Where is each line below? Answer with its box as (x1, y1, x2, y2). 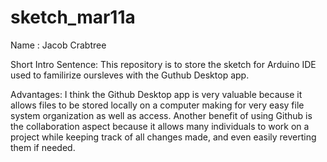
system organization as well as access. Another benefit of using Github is (10, 109, 313, 121)
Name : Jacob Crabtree (10, 39, 107, 51)
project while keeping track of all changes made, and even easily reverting (10, 131, 317, 143)
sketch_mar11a (10, 6, 136, 29)
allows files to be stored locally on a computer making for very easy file (10, 99, 305, 111)
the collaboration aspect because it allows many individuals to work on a (10, 120, 310, 132)
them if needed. (10, 141, 76, 153)
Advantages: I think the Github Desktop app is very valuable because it (10, 88, 303, 100)
